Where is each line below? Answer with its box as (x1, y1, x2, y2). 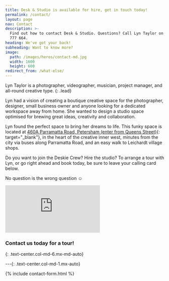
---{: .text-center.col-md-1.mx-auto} (5, 261, 81, 267)
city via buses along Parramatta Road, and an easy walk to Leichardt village (5, 139, 162, 146)
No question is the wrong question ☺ (5, 175, 83, 181)
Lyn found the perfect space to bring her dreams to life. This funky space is (5, 123, 162, 129)
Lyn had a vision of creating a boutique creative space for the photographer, (5, 98, 164, 104)
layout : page (5, 17, 33, 22)
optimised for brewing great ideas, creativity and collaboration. (5, 114, 136, 119)
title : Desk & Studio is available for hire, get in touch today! (5, 7, 148, 13)
